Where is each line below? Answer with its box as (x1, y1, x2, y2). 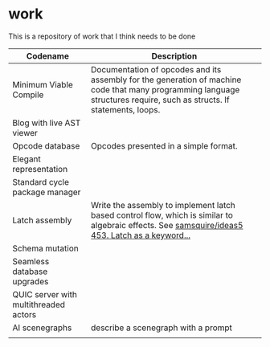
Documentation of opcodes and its (91, 63, 222, 75)
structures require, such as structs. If (91, 94, 231, 105)
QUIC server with (12, 288, 78, 300)
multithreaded (12, 299, 66, 310)
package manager (12, 186, 81, 198)
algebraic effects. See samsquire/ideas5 (91, 219, 243, 231)
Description (151, 50, 198, 61)
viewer (12, 127, 39, 138)
